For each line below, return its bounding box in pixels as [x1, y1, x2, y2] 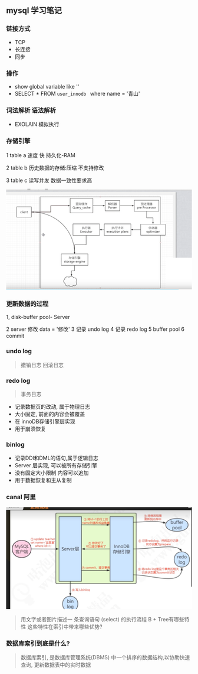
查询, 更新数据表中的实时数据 [20, 661, 91, 669]
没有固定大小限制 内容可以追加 [14, 469, 89, 477]
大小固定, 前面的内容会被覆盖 [14, 410, 85, 418]
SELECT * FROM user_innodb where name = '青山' [14, 90, 140, 97]
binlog [6, 440, 25, 448]
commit [6, 333, 25, 340]
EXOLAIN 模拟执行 [14, 121, 60, 128]
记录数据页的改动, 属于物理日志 [14, 403, 90, 410]
